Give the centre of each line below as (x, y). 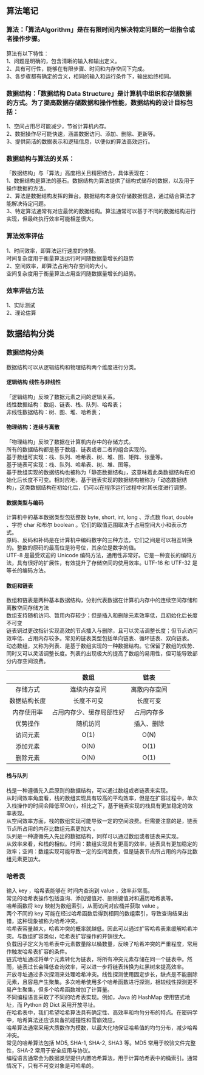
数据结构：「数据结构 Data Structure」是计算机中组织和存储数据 (99, 93)
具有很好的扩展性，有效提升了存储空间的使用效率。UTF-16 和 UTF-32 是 (107, 563)
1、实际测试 (21, 305)
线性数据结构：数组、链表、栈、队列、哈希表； (65, 404)
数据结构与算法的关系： (40, 158)
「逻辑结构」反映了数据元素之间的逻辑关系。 (62, 397)
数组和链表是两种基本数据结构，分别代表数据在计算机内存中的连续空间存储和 (102, 600)
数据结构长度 (28, 701)
